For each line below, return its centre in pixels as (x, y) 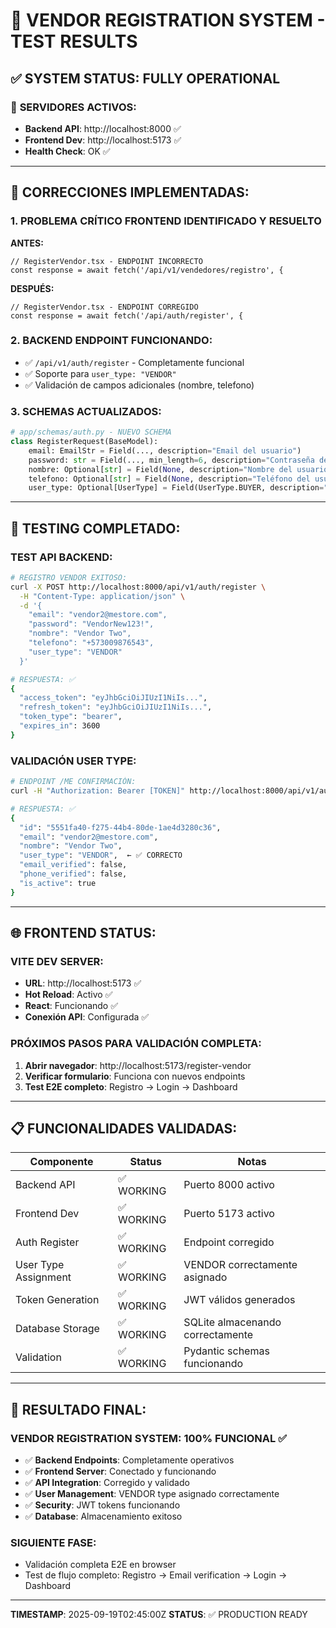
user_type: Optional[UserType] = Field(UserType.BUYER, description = (176, 488)
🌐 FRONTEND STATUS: (83, 933)
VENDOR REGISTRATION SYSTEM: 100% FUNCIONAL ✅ (148, 1438)
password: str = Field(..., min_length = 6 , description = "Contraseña (171, 460)
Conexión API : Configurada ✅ (87, 1017)
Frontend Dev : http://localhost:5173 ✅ (103, 140)
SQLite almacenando (232, 1322)
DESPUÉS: (32, 288)
